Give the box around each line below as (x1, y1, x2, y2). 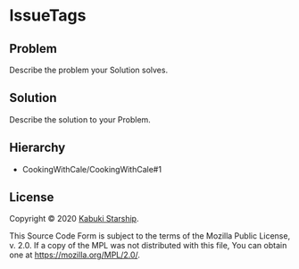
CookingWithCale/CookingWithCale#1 (21, 164, 162, 174)
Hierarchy (9, 140, 66, 156)
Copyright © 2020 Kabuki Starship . (9, 214, 139, 224)
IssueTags (9, 5, 87, 26)
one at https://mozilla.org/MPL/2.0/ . (9, 249, 141, 260)
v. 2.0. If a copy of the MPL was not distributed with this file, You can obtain (9, 240, 287, 251)
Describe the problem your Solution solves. (9, 64, 168, 75)
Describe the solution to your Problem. (9, 113, 152, 125)
